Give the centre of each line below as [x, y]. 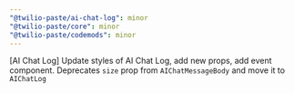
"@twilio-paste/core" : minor [65, 26]
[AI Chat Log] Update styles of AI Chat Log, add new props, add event [141, 61]
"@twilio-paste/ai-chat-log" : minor [79, 18]
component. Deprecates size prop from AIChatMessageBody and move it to [147, 70]
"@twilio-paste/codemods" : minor [73, 35]
